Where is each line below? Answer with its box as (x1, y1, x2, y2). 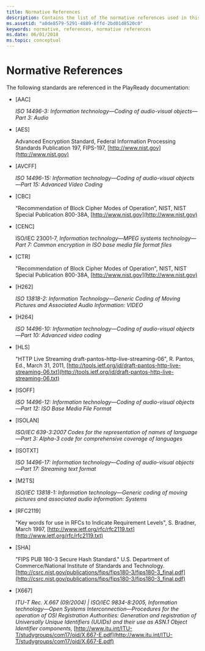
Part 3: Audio (15, 114, 49, 121)
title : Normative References (6, 9, 81, 15)
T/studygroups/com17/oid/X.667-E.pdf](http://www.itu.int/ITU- (15, 631, 173, 638)
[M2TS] (15, 477, 35, 484)
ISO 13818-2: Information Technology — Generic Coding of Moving (15, 294, 181, 302)
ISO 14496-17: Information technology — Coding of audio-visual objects (15, 459, 194, 466)
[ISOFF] (15, 386, 35, 394)
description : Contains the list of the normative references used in (6, 15, 187, 21)
